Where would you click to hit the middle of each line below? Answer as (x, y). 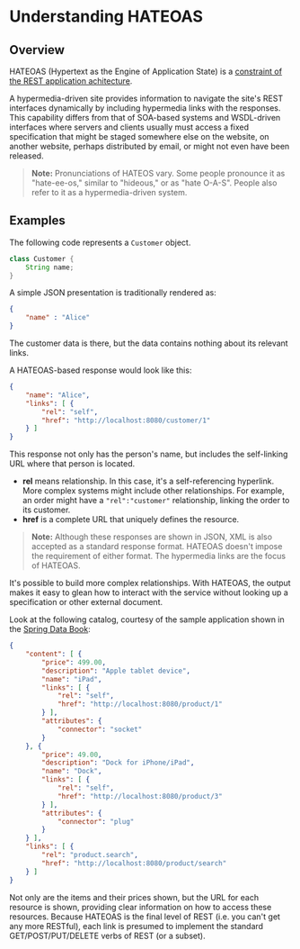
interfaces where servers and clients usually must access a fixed (129, 127)
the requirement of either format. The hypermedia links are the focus (158, 556)
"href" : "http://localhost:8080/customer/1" (126, 420)
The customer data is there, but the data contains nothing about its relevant (149, 343)
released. (26, 156)
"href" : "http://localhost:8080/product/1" (140, 704)
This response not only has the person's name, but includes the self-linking (149, 454)
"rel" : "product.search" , (90, 855)
